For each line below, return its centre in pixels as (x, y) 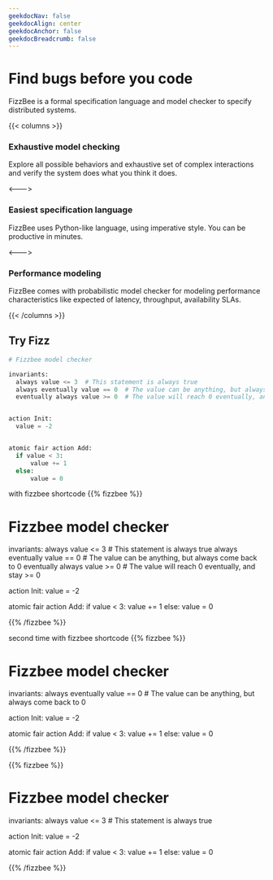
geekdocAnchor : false (45, 31)
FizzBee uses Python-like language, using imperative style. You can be (127, 228)
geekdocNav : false (39, 16)
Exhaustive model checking (64, 147)
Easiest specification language (71, 210)
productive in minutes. (46, 236)
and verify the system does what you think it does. (93, 173)
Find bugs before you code (101, 79)
